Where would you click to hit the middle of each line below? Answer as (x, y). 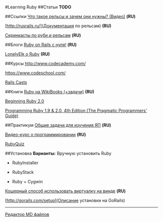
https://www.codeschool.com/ (35, 73)
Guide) (12, 116)
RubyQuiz (15, 144)
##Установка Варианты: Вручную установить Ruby (58, 153)
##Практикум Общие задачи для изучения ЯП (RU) (58, 125)
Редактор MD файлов (27, 214)
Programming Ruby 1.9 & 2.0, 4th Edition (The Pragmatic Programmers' (76, 111)
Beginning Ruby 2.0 (25, 101)
